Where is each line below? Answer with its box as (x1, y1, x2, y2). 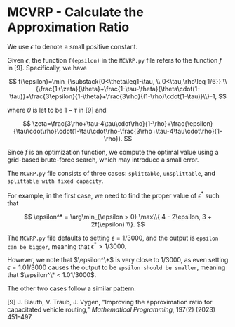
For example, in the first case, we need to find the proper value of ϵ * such (7, 190, 220, 200)
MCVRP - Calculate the (7, 4, 144, 20)
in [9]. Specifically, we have (7, 63, 88, 72)
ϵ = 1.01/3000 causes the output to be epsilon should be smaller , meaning (7, 263, 226, 271)
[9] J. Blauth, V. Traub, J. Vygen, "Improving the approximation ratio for (7, 298, 213, 307)
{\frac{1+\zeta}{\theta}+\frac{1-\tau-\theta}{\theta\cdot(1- (35, 84, 201, 93)
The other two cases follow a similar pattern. (7, 284, 136, 293)
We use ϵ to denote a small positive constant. (7, 42, 138, 51)
